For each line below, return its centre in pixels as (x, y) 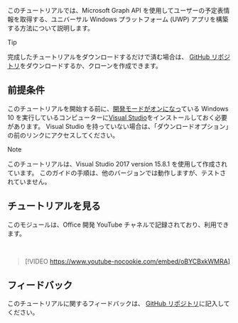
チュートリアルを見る (54, 206)
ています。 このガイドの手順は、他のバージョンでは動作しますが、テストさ (117, 173)
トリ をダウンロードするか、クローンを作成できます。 (85, 66)
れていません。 (29, 181)
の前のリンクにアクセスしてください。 (63, 135)
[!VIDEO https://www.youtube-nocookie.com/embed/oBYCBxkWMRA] (128, 261)
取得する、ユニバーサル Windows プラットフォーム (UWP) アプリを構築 (124, 19)
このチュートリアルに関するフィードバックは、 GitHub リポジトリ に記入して (119, 304)
